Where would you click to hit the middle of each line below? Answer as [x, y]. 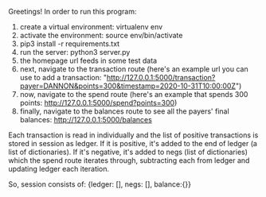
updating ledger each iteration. [59, 169]
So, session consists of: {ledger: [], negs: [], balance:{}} [100, 184]
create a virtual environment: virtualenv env [91, 27]
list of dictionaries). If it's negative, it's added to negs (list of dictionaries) [128, 152]
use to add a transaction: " [63, 77]
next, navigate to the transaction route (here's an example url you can [134, 69]
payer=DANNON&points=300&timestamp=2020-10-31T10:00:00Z [128, 86]
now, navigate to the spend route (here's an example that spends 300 [134, 94]
